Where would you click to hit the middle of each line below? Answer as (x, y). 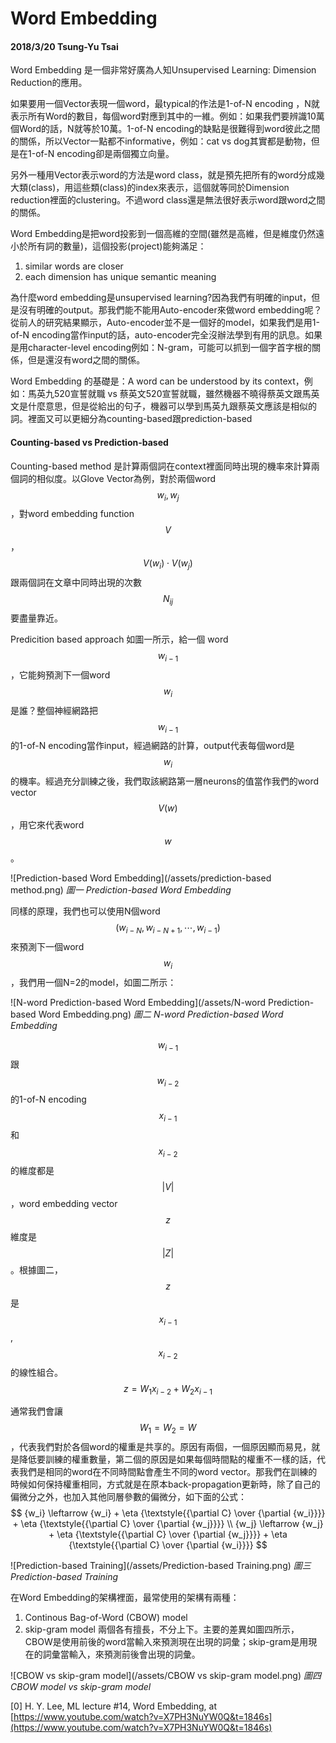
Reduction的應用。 (49, 83)
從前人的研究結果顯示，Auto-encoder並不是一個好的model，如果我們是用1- (165, 323)
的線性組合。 (36, 1372)
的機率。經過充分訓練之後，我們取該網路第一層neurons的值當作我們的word (165, 781)
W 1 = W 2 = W (168, 1429)
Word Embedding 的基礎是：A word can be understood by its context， (157, 381)
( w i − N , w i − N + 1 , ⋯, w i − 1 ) (168, 929)
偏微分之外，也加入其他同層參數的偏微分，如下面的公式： (128, 1497)
